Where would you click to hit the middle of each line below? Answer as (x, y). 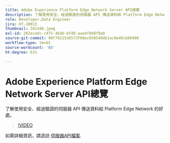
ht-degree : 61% (21, 52)
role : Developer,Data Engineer (38, 19)
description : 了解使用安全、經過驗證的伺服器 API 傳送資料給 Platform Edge (79, 15)
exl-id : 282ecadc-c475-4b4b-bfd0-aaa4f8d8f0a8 (55, 33)
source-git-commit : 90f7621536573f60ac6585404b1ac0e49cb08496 (72, 38)
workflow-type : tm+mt (28, 43)
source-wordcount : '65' (30, 47)
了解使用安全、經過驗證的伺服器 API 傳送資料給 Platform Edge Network (79, 109)
